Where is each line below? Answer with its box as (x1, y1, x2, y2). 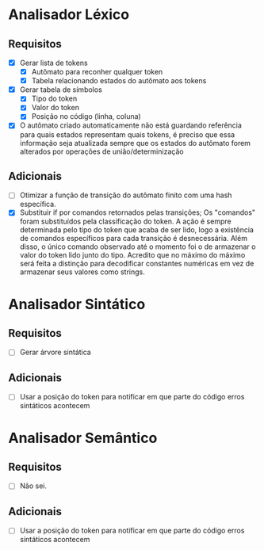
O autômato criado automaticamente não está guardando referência (19, 120, 242, 130)
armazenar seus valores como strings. (19, 267, 145, 277)
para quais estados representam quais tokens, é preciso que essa (19, 129, 235, 139)
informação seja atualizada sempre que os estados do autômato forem (19, 138, 251, 147)
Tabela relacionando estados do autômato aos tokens (31, 76, 207, 86)
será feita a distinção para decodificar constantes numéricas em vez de (19, 259, 254, 269)
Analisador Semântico (8, 429, 158, 447)
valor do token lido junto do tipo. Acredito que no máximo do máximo (19, 250, 246, 260)
